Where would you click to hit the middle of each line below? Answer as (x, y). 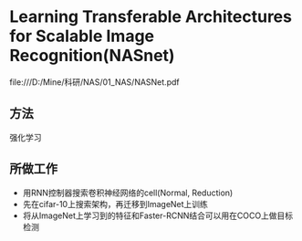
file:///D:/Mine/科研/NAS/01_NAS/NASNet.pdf (94, 82)
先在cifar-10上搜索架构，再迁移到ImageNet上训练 (115, 204)
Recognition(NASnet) (92, 56)
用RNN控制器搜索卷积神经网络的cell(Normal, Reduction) (128, 193)
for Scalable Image (82, 36)
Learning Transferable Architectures (151, 17)
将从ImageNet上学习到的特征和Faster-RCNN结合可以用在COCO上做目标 (158, 215)
